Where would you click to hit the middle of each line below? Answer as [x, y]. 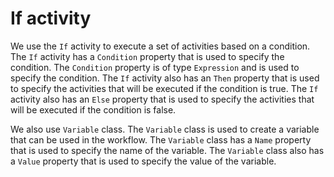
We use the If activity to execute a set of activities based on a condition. [160, 46]
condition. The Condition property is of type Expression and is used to [155, 67]
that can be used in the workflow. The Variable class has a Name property [161, 139]
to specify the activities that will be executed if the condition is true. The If [164, 88]
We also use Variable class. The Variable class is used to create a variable [165, 129]
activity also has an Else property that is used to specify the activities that [162, 99]
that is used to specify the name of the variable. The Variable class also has [167, 150]
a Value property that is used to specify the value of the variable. [143, 161]
